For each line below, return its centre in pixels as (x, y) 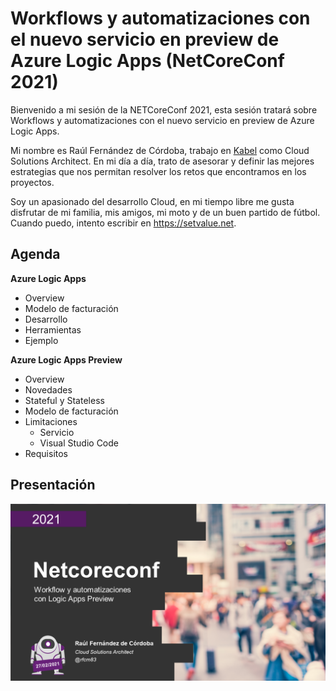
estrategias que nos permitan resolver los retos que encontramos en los (158, 171)
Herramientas (53, 329)
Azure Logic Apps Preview (66, 359)
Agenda (35, 254)
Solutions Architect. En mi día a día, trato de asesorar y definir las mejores (162, 161)
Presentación (53, 485)
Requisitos (46, 453)
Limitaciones (51, 421)
